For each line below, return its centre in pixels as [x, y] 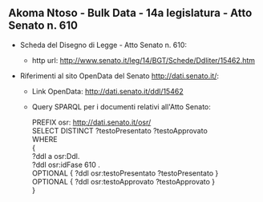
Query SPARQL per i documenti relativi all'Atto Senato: [121, 106]
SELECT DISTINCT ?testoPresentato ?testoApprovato [120, 130]
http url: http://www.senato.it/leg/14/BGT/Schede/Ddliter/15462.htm [143, 60]
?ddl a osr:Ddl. [56, 156]
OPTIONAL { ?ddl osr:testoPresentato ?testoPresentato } [125, 173]
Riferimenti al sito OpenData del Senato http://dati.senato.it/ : [119, 76]
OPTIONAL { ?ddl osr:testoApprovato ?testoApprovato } [123, 181]
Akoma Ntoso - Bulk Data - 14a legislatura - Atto [130, 13]
